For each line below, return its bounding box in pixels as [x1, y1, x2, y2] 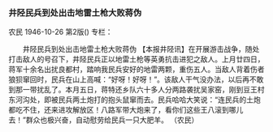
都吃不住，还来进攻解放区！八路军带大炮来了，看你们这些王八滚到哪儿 [8, 105, 244, 115]
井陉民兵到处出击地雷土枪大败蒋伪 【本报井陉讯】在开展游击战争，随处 [22, 45, 260, 54]
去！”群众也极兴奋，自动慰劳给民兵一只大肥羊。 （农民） [8, 115, 199, 125]
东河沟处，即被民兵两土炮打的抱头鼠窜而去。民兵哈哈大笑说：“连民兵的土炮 [8, 95, 262, 104]
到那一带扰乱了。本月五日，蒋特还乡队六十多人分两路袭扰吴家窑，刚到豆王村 [8, 85, 265, 95]
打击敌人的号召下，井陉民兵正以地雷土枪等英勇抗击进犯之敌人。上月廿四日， [8, 54, 265, 64]
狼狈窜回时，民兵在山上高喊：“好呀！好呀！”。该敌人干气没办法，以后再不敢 [8, 75, 264, 84]
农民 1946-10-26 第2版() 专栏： [8, 27, 113, 37]
